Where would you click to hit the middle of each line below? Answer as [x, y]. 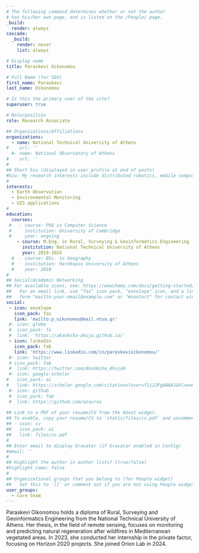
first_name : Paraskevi [34, 83]
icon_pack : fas [33, 313]
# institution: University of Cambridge [64, 231]
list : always [33, 50]
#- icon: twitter [30, 357]
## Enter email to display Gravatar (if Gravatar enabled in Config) [94, 446]
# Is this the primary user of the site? [58, 99]
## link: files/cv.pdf [37, 435]
